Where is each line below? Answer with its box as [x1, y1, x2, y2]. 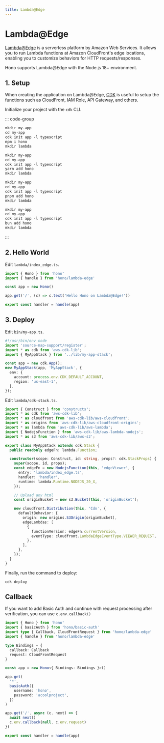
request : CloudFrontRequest [9, 652, 67, 657]
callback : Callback [9, 647, 49, 653]
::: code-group [5, 116, 34, 122]
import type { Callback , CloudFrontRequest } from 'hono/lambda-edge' [5, 629, 152, 634]
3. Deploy [5, 315, 35, 324]
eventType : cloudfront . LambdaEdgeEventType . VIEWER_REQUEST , [31, 534, 157, 539]
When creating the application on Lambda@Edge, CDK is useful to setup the [5, 92, 159, 98]
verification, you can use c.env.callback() [5, 611, 92, 617]
